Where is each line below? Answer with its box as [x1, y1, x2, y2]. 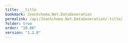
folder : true [5, 21, 32, 26]
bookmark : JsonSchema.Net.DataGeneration [5, 12, 92, 17]
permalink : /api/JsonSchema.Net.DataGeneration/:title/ [5, 16, 123, 21]
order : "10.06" [5, 26, 37, 31]
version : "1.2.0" [5, 30, 41, 35]
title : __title [5, 7, 37, 12]
